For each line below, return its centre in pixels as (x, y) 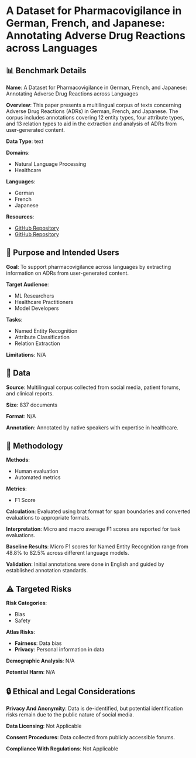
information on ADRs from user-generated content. (68, 273)
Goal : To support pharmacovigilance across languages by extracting (89, 267)
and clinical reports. (30, 393)
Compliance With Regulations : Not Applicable (62, 749)
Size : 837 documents (32, 405)
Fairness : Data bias (38, 643)
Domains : (18, 153)
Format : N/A (21, 416)
